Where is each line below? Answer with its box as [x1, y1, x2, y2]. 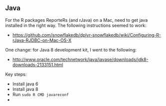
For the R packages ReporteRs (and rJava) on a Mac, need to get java [5, 17, 148, 23]
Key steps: [5, 71, 27, 77]
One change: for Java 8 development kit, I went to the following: [5, 47, 137, 53]
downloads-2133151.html [12, 61, 63, 67]
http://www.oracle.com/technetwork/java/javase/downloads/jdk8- [12, 56, 149, 62]
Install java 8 [12, 86, 38, 92]
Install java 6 [12, 81, 38, 87]
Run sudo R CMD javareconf [12, 91, 69, 97]
